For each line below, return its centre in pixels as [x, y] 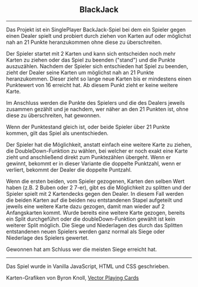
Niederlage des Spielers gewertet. [48, 238]
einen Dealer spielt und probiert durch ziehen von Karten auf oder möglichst [99, 36]
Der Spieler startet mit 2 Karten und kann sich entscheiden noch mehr [91, 53]
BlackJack [99, 10]
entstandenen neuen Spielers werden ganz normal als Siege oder [85, 231]
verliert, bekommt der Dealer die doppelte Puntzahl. [69, 170]
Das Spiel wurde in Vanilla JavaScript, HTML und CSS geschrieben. [88, 266]
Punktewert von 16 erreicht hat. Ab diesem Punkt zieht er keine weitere [92, 85]
